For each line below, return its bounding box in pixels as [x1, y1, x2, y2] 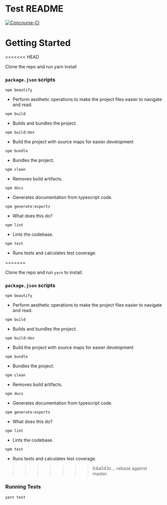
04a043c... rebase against [92, 465, 147, 471]
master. [92, 471, 108, 477]
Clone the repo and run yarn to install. [5, 269, 83, 275]
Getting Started [5, 37, 71, 49]
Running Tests [5, 483, 41, 490]
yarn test [5, 494, 26, 500]
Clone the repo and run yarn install [5, 63, 77, 69]
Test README [5, 3, 64, 15]
